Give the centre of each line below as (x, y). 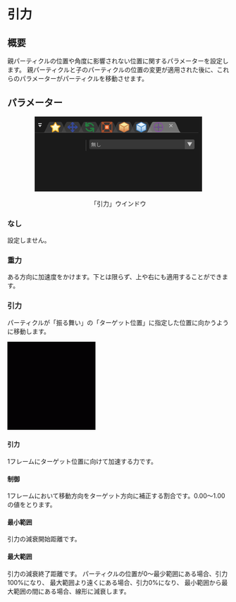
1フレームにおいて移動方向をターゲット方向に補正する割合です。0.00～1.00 (116, 496)
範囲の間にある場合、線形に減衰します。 (72, 591)
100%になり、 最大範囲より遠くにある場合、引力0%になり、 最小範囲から (114, 582)
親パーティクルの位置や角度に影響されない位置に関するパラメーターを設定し (118, 61)
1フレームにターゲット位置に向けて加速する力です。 (82, 461)
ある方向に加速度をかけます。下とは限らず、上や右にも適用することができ (115, 277)
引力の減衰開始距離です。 (44, 539)
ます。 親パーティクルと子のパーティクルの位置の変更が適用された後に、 (112, 70)
